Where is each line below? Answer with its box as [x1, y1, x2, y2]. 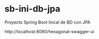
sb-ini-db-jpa [4, 3, 60, 14]
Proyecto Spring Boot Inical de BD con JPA [4, 19, 91, 25]
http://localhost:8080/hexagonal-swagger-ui [4, 28, 95, 34]
